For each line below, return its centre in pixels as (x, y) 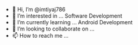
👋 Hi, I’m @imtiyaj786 (39, 9)
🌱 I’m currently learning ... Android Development (72, 22)
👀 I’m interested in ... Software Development (67, 16)
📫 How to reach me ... (40, 36)
